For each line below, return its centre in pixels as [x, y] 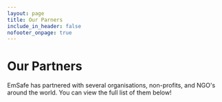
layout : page [26, 13]
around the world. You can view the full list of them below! [89, 92]
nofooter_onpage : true [40, 33]
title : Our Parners [35, 20]
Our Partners [45, 66]
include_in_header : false [44, 26]
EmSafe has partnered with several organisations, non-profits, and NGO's [111, 86]
